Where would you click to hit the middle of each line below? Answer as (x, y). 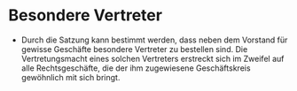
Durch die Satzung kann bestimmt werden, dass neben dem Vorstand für (154, 40)
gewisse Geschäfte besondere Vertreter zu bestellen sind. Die (134, 49)
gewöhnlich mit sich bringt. (70, 77)
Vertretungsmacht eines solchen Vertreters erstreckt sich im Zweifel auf (152, 58)
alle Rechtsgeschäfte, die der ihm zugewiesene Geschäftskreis (136, 68)
